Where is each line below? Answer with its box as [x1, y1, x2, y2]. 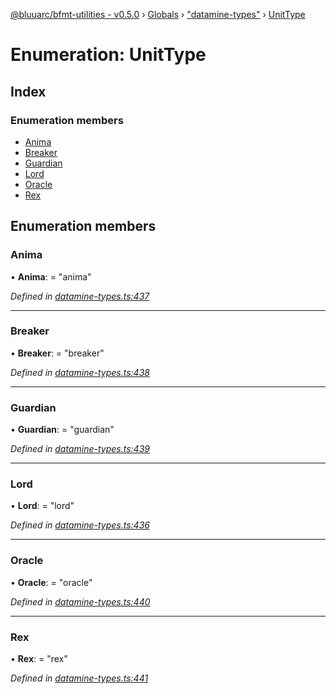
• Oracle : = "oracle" [10, 576, 93, 588]
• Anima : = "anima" [10, 270, 92, 283]
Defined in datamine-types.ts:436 [10, 519, 150, 531]
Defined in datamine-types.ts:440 [10, 595, 151, 608]
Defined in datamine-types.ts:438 [10, 366, 150, 378]
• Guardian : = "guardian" [10, 424, 115, 436]
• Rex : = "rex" [10, 653, 68, 665]
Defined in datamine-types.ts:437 [10, 290, 150, 302]
